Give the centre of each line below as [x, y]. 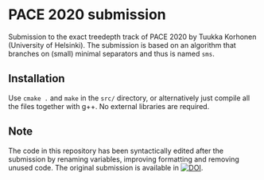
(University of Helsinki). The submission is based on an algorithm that [122, 45]
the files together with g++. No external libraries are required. [109, 106]
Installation [37, 78]
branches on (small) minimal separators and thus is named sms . [111, 53]
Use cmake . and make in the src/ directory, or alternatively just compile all [129, 98]
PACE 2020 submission [87, 15]
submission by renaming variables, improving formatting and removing [124, 159]
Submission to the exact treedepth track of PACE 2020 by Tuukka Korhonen [132, 37]
